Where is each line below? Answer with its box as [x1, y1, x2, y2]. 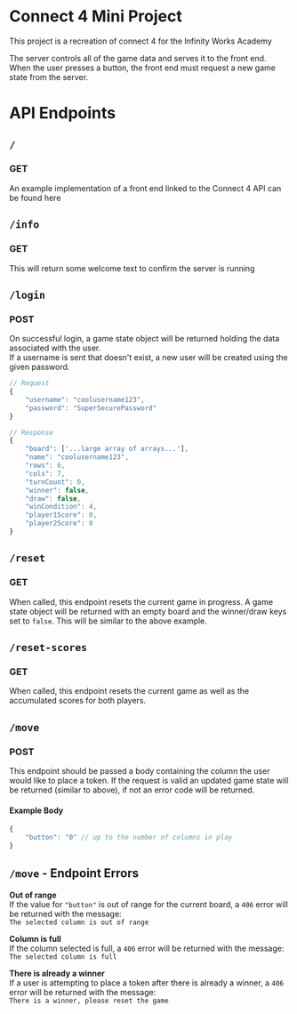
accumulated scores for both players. [9, 696, 147, 706]
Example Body [9, 805, 64, 816]
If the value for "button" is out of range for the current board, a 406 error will [9, 898, 289, 909]
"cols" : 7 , [25, 469, 66, 478]
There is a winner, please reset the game [9, 996, 169, 1005]
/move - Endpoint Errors [9, 865, 140, 881]
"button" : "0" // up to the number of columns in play [25, 833, 233, 842]
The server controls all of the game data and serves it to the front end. [9, 52, 267, 63]
